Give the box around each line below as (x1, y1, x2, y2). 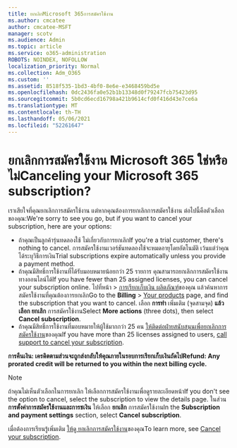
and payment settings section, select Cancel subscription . (8, 411, 182, 420)
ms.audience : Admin (8, 37, 66, 44)
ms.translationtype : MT (8, 102, 78, 109)
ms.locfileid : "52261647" (8, 121, 84, 129)
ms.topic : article (8, 43, 62, 50)
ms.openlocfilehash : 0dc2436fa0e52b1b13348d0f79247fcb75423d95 (8, 89, 198, 96)
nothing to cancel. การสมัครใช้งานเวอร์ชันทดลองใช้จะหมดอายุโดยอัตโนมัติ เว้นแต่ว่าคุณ (18, 244, 229, 253)
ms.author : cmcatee (8, 17, 66, 24)
